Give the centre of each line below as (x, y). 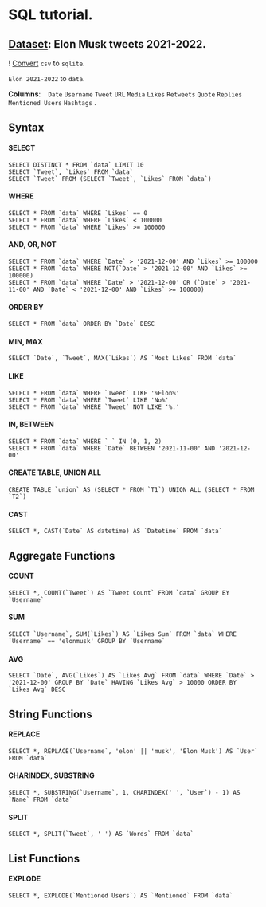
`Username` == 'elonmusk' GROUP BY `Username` (87, 642)
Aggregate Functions (62, 556)
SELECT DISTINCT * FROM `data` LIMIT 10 (76, 165)
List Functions (44, 858)
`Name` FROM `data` (41, 800)
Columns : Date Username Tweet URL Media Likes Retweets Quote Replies (125, 94)
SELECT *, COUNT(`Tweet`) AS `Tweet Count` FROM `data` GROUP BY (119, 593)
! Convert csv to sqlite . (47, 63)
